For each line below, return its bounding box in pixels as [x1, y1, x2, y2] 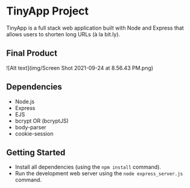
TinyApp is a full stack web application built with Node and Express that [6, 24, 184, 31]
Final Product [6, 48, 57, 59]
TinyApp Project [6, 4, 89, 18]
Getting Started [6, 147, 66, 158]
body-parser [14, 123, 46, 131]
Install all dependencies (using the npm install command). [14, 163, 162, 170]
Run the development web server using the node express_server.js [14, 170, 183, 177]
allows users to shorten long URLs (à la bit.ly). [6, 30, 121, 37]
